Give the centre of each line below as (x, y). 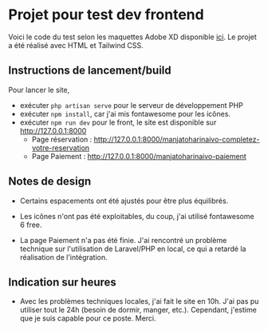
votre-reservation (61, 148)
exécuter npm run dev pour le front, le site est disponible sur (118, 122)
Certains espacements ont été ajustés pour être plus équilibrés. (124, 201)
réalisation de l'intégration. (63, 257)
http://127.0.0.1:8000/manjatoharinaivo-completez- (177, 139)
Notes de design (50, 181)
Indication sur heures (63, 282)
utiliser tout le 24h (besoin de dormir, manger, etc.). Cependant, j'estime (138, 310)
